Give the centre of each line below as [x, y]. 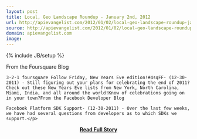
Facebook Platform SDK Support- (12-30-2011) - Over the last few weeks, [98, 109]
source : [16, 28]
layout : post [22, 11]
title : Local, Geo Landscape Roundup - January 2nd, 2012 [78, 17]
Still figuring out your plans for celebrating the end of [101, 83]
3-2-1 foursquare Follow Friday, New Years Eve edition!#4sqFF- [86, 77]
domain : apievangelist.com [39, 33]
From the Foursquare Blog [38, 67]
